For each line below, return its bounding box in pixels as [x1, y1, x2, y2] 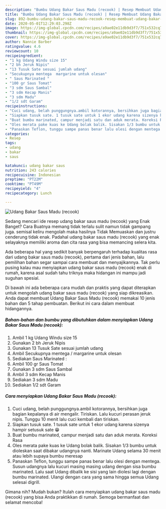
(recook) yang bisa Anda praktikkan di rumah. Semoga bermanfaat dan [5, 494, 150, 500]
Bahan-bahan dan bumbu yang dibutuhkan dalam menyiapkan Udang [5, 317, 153, 323]
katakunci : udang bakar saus [5, 163, 65, 168]
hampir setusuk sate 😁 [12, 426, 60, 432]
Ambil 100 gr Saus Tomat [12, 361, 63, 367]
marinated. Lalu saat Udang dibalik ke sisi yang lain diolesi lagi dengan [12, 468, 156, 474]
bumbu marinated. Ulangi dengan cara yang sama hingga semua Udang [12, 474, 159, 480]
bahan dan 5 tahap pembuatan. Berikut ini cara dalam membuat [5, 300, 134, 306]
